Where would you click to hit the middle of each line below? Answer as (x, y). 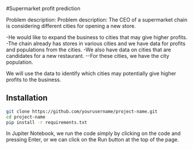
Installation (27, 98)
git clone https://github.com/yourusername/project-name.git (82, 111)
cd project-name (26, 117)
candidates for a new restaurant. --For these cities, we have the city (88, 56)
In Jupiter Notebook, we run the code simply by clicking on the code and (93, 133)
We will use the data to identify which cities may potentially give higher (91, 73)
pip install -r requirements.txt (47, 122)
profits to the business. (34, 79)
